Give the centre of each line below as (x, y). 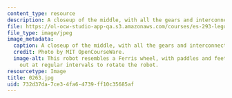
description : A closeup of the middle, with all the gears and (100, 20)
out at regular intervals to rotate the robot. (89, 65)
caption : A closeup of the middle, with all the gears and (100, 46)
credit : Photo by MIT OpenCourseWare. (69, 52)
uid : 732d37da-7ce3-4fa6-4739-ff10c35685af (71, 84)
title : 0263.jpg (30, 78)
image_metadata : (30, 39)
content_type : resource (41, 13)
